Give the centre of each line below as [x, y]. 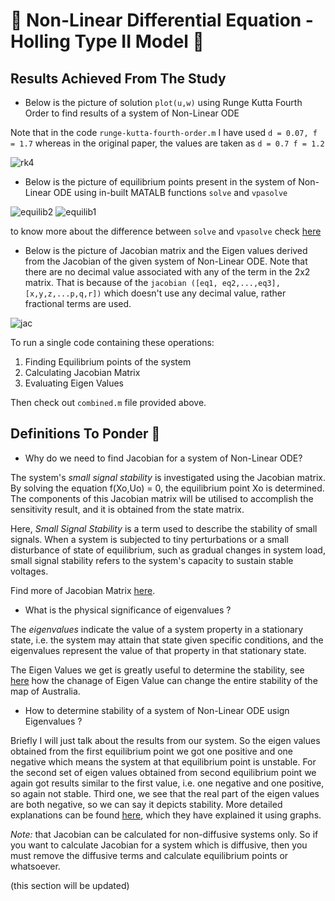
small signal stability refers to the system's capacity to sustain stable [152, 560]
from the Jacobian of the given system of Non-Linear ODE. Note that [166, 261]
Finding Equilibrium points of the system [108, 362]
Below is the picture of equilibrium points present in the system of [160, 182]
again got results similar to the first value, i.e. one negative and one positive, [167, 783]
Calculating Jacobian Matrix [82, 372]
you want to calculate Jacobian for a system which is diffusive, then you [159, 845]
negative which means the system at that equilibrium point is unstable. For [163, 761]
